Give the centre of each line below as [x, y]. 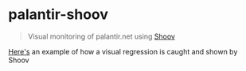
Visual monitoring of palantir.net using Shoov [101, 36]
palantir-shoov [59, 15]
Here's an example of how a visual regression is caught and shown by [123, 51]
